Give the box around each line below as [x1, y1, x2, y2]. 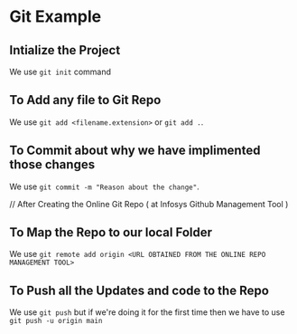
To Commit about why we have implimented [9, 143, 261, 158]
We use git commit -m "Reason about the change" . [9, 181, 200, 192]
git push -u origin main [9, 317, 103, 326]
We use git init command [9, 66, 111, 77]
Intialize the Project [9, 43, 121, 58]
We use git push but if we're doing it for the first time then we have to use [9, 307, 285, 318]
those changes [9, 157, 96, 173]
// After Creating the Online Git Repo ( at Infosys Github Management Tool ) [9, 198, 289, 209]
